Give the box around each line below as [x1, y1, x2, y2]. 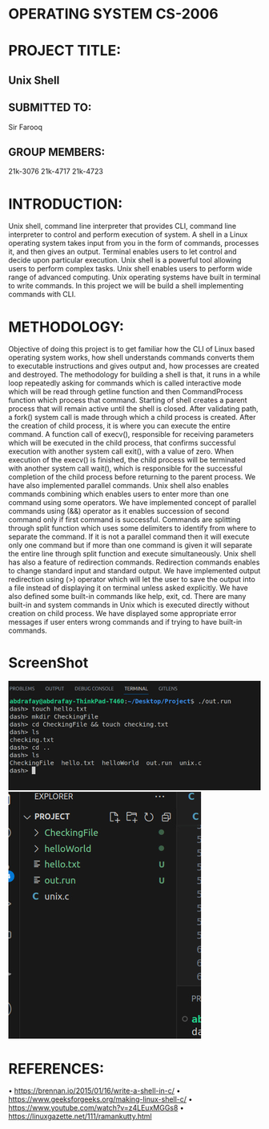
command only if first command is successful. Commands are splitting [8, 515, 241, 524]
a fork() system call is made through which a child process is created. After [8, 413, 256, 422]
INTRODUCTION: [8, 194, 123, 213]
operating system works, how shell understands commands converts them [8, 353, 255, 362]
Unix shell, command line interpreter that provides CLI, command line [8, 222, 237, 231]
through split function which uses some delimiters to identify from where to [8, 524, 256, 533]
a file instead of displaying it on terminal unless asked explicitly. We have [8, 583, 248, 593]
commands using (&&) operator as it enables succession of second [8, 507, 230, 516]
